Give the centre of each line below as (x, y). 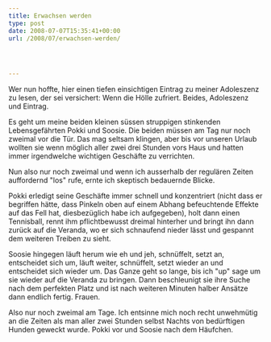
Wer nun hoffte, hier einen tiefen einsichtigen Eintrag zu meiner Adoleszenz (134, 89)
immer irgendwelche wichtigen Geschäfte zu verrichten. (102, 156)
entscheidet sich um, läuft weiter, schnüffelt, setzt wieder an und (116, 263)
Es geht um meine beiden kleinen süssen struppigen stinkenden (115, 122)
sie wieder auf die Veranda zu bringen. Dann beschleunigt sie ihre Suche (129, 280)
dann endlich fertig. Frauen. (54, 297)
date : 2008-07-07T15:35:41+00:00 (65, 31)
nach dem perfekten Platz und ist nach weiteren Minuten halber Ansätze (128, 288)
